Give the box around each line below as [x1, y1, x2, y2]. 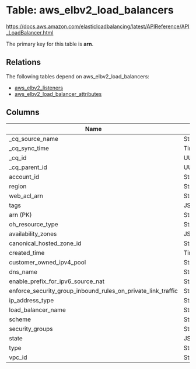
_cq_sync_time [9, 144, 50, 152]
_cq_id [9, 153, 27, 161]
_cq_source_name [9, 135, 58, 143]
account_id [9, 173, 40, 181]
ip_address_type [9, 296, 54, 304]
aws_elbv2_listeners [14, 84, 63, 91]
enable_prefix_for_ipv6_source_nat [9, 277, 105, 285]
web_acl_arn [9, 191, 44, 199]
